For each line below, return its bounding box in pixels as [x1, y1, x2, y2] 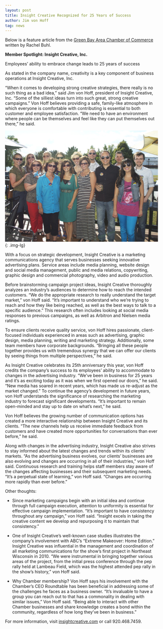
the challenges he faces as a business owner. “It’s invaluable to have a [12, 588, 153, 594]
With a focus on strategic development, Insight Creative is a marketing [5, 252, 146, 257]
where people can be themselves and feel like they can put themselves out [5, 116, 155, 122]
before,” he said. [5, 433, 38, 439]
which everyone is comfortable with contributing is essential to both [5, 106, 141, 111]
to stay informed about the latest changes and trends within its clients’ [5, 448, 146, 454]
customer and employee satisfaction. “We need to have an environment [5, 110, 148, 116]
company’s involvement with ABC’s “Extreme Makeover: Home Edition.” [12, 538, 155, 544]
